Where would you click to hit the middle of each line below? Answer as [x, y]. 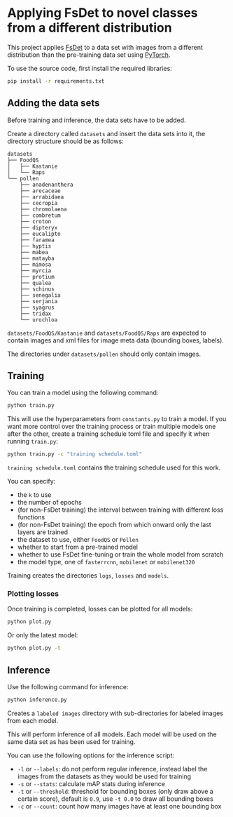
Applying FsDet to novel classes [103, 13]
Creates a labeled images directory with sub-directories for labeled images [115, 713]
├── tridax [36, 314]
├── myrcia [36, 271]
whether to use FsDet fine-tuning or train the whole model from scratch [120, 554]
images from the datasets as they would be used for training [104, 776]
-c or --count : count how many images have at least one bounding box [119, 806]
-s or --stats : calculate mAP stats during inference [91, 783]
